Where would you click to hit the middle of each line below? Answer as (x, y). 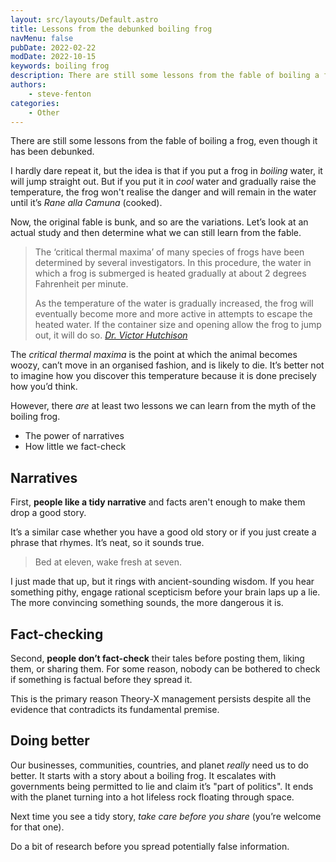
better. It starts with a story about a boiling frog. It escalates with (143, 775)
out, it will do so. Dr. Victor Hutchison (111, 335)
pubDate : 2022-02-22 (53, 47)
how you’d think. (44, 387)
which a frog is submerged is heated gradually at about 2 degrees (170, 273)
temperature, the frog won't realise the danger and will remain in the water (163, 192)
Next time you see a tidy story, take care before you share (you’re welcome (166, 816)
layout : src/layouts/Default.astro (84, 19)
